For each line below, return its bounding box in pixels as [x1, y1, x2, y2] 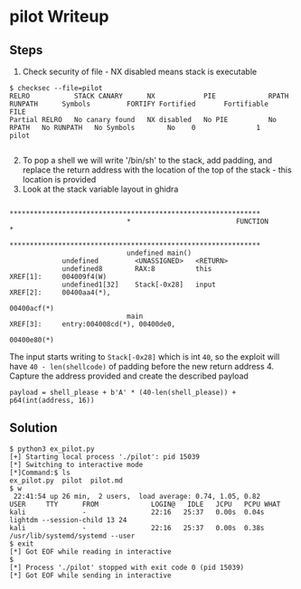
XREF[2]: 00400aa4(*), [9, 288, 111, 297]
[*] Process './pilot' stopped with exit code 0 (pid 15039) [9, 563, 245, 572]
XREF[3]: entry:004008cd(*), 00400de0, [9, 320, 176, 329]
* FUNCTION [126, 217, 269, 226]
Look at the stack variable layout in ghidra [22, 183, 179, 194]
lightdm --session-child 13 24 [9, 515, 127, 525]
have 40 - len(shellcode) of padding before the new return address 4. [9, 361, 274, 371]
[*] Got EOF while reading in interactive [9, 547, 172, 556]
